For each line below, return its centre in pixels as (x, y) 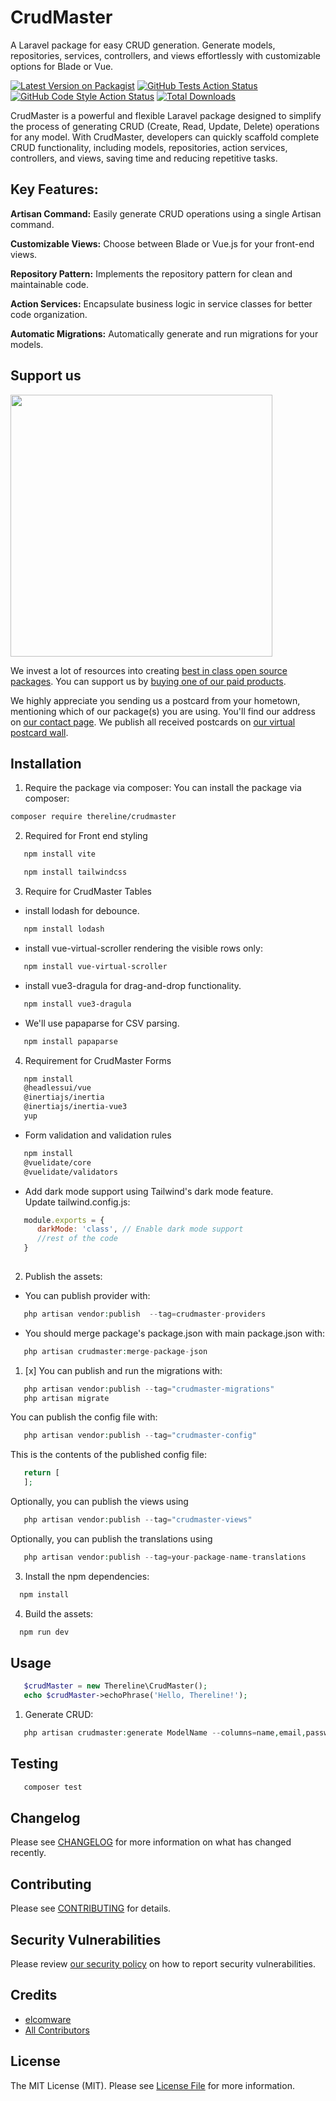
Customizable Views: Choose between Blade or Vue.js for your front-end (162, 243)
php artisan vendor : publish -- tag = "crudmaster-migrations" (149, 1389)
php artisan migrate (66, 1398)
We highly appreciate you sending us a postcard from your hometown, (155, 700)
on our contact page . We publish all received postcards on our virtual (153, 722)
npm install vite (60, 854)
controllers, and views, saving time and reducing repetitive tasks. (144, 158)
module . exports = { (64, 1220)
